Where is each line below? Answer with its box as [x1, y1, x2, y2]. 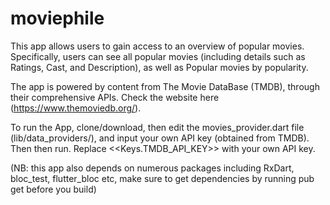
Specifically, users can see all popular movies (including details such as [10, 50, 306, 62]
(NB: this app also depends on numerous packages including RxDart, [10, 162, 295, 174]
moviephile [10, 7, 105, 30]
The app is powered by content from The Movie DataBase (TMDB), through [10, 80, 320, 92]
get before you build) [10, 183, 97, 195]
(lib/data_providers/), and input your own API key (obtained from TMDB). [10, 132, 310, 144]
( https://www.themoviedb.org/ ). [10, 102, 142, 114]
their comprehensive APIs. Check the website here [10, 91, 220, 103]
